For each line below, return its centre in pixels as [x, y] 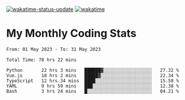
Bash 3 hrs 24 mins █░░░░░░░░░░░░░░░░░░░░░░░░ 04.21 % [93, 91]
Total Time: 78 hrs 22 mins [42, 60]
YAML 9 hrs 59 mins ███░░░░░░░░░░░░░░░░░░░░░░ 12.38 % [93, 86]
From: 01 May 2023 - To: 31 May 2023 [54, 49]
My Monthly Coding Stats [71, 34]
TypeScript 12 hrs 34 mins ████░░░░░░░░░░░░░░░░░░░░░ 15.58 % [93, 81]
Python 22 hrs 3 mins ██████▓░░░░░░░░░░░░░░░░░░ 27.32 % [93, 70]
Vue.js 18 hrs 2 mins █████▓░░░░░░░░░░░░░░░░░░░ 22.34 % [93, 75]
